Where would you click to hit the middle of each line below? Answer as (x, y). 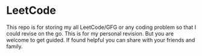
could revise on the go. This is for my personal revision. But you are (90, 33)
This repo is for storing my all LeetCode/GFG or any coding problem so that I (101, 27)
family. (14, 46)
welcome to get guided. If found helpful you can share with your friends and (101, 40)
